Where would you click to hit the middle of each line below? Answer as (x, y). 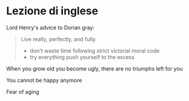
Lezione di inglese (52, 11)
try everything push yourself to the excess (82, 57)
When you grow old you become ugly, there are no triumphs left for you (94, 68)
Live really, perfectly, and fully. (59, 39)
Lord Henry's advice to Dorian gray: (50, 27)
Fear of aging (23, 91)
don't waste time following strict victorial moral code (95, 51)
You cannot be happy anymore (44, 80)
